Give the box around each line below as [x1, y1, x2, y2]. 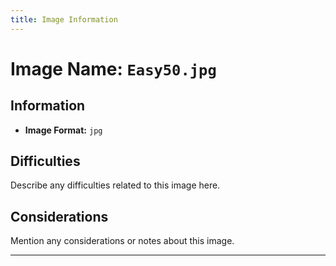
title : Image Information [10, 14, 118, 25]
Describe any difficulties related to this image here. [10, 179, 221, 191]
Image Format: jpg [24, 124, 103, 136]
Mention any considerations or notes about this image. [10, 235, 235, 247]
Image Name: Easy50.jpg [10, 57, 217, 80]
